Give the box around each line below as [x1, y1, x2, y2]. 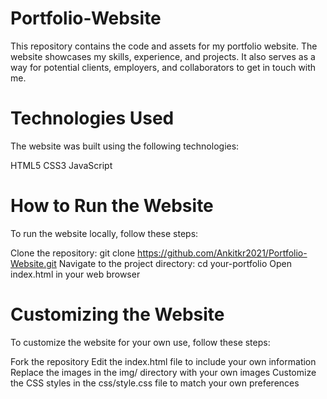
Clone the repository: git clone [10, 247, 136, 259]
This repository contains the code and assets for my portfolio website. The [10, 40, 318, 52]
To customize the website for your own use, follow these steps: [10, 336, 271, 348]
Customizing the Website [10, 303, 225, 326]
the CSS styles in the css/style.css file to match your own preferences [10, 377, 300, 389]
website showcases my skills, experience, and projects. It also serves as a [10, 50, 316, 62]
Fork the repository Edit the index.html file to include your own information [10, 355, 317, 367]
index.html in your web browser [10, 268, 141, 280]
